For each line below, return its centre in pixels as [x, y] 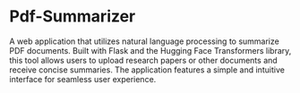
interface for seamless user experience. [83, 79]
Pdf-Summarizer [73, 17]
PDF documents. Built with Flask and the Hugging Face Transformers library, [150, 50]
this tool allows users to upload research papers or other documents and [143, 60]
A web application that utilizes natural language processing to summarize [144, 41]
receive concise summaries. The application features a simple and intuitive [147, 70]
